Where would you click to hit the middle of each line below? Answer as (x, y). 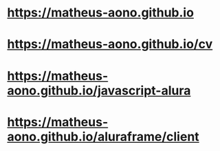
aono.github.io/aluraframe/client (103, 137)
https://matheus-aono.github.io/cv (110, 44)
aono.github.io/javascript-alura (99, 90)
